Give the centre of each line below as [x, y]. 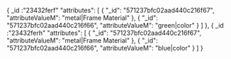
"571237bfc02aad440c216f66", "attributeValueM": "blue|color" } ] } [105, 48]
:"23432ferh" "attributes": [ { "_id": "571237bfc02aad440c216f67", [104, 33]
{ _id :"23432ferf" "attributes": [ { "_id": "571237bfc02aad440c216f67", [111, 10]
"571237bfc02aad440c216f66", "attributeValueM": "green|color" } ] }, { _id [115, 25]
